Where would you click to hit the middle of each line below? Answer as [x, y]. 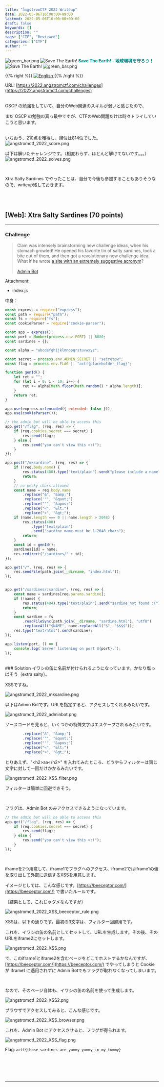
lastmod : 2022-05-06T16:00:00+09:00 [42, 19]
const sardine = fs [34, 617]
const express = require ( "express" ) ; [43, 310]
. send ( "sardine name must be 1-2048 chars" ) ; [78, 531]
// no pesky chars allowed [41, 486]
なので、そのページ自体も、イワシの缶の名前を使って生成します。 [71, 990]
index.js [20, 290]
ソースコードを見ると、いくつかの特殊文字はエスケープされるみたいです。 [79, 725]
